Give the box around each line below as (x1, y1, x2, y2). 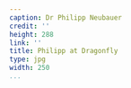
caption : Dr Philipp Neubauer (9, 13, 123, 22)
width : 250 (9, 64, 50, 73)
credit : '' (9, 22, 50, 31)
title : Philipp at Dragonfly (9, 47, 118, 56)
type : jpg (9, 55, 47, 64)
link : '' (9, 38, 42, 48)
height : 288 (9, 30, 54, 39)
